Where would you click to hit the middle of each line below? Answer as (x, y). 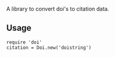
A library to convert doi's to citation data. (58, 9)
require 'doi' (24, 42)
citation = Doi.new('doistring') (49, 47)
